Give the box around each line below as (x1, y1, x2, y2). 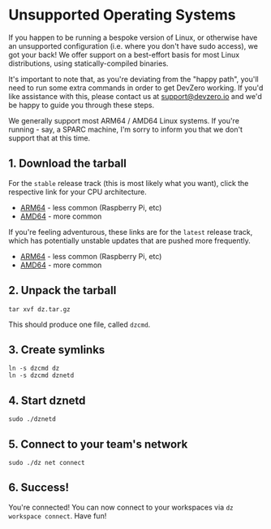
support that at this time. (8, 132, 91, 143)
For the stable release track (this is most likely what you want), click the (8, 178, 249, 188)
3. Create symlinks (8, 343, 105, 357)
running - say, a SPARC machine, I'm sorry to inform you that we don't (8, 124, 243, 134)
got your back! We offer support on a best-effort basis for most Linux (8, 50, 240, 59)
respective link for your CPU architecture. (8, 187, 148, 197)
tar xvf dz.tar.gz (8, 305, 71, 314)
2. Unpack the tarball (8, 284, 117, 297)
